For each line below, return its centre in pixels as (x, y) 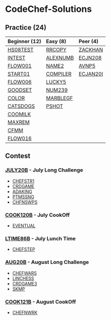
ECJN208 (90, 58)
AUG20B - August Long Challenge (47, 262)
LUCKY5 (56, 82)
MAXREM (19, 122)
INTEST (17, 58)
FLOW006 (20, 82)
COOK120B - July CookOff (38, 215)
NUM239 (57, 90)
